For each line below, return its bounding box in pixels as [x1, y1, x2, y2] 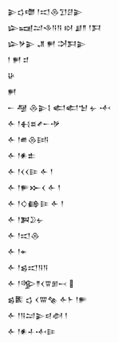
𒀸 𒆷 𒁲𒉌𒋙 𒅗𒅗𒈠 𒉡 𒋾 [7, 103, 111, 112]
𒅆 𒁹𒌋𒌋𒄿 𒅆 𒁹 [7, 167, 54, 176]
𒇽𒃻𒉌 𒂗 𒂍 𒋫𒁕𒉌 [7, 39, 87, 48]
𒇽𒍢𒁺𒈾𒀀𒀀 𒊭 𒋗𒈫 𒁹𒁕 [7, 23, 101, 32]
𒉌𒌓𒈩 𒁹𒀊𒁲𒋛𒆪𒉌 [7, 7, 83, 16]
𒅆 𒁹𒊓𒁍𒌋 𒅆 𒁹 [7, 183, 61, 192]
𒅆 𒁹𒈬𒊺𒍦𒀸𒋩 [7, 119, 61, 128]
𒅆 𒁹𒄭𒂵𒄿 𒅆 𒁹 [7, 199, 65, 208]
